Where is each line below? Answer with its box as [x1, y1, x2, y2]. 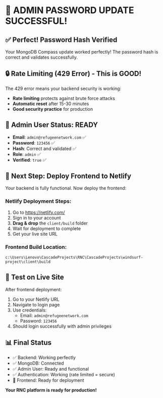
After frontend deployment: [5, 286, 62, 292]
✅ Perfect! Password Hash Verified [5, 35, 118, 44]
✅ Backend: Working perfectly [12, 354, 76, 361]
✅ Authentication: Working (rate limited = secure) [12, 371, 115, 377]
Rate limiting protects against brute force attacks [12, 95, 115, 101]
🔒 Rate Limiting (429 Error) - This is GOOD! [5, 69, 142, 78]
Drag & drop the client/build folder [12, 220, 88, 226]
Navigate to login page [12, 301, 60, 307]
